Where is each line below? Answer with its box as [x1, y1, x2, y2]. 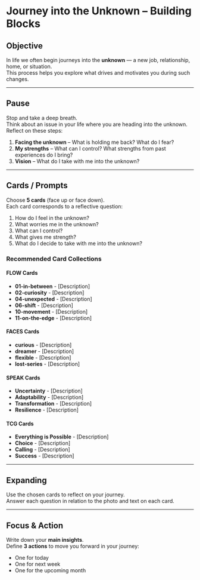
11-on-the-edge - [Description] [14, 314, 92, 321]
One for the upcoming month [14, 566, 86, 574]
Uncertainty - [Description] [14, 387, 83, 395]
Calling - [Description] [14, 446, 70, 453]
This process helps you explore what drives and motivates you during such [6, 69, 190, 76]
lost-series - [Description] [14, 360, 80, 367]
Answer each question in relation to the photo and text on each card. [6, 498, 174, 505]
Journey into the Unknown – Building [6, 4, 192, 18]
